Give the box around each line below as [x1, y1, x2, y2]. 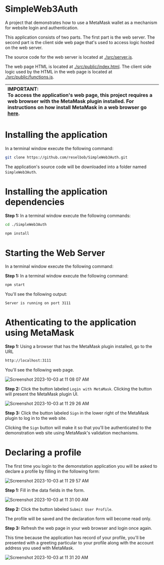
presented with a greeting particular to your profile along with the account [5, 540, 154, 545]
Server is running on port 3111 [5, 301, 71, 306]
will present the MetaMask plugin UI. [5, 391, 79, 397]
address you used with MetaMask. [5, 545, 75, 551]
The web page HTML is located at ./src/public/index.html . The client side [5, 64, 152, 69]
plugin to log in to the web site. [5, 415, 67, 421]
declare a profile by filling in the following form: [5, 468, 100, 474]
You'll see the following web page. [5, 367, 74, 373]
